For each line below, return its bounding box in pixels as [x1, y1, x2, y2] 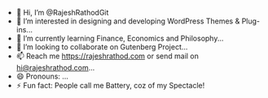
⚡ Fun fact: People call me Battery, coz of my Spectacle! [15, 81, 205, 90]
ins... [15, 25, 33, 34]
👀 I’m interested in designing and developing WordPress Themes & [15, 16, 240, 26]
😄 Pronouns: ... [15, 71, 69, 81]
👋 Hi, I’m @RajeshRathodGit [15, 8, 109, 17]
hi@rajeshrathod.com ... [15, 63, 95, 72]
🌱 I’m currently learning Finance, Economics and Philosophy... [15, 33, 224, 43]
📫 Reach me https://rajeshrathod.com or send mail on [15, 51, 200, 61]
